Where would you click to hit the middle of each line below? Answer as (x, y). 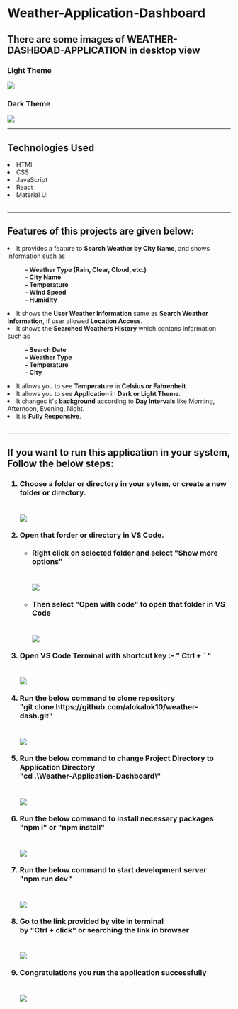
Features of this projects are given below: (101, 231)
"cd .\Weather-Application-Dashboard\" (90, 776)
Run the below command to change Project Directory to (117, 758)
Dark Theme (29, 103)
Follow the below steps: (61, 464)
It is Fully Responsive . (49, 416)
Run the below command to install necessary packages (117, 818)
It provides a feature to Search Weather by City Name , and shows (113, 248)
